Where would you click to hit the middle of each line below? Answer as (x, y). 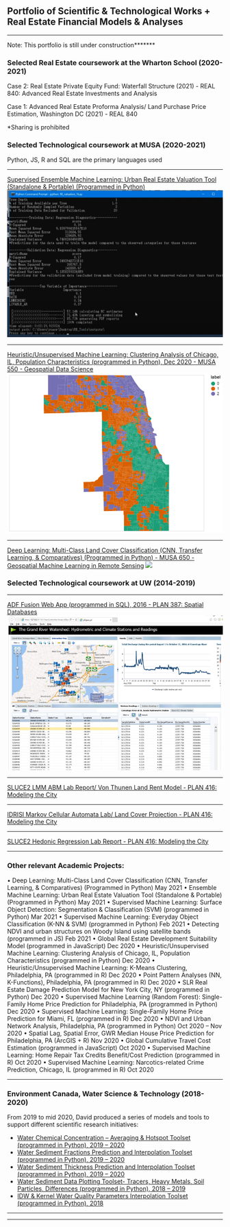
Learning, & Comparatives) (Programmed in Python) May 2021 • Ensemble (112, 887)
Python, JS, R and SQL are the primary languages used (85, 160)
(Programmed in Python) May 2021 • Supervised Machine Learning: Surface (115, 902)
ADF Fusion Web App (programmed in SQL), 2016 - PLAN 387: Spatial (105, 604)
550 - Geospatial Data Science (50, 369)
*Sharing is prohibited (38, 127)
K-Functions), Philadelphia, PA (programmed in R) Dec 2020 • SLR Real (107, 982)
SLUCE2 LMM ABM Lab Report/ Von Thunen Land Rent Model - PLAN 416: (112, 787)
